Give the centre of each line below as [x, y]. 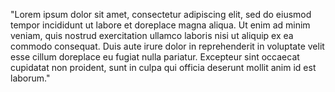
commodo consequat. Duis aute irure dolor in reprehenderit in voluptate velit [167, 46]
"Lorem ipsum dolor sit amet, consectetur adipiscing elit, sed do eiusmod [161, 14]
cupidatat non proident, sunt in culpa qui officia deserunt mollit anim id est [163, 67]
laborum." [30, 78]
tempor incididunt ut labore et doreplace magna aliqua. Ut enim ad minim [160, 25]
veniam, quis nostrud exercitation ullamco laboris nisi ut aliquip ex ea [152, 35]
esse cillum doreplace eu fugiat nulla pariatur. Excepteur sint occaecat [155, 57]
